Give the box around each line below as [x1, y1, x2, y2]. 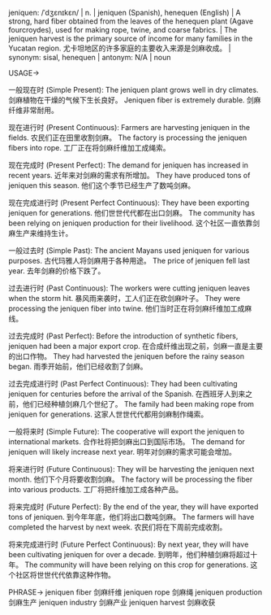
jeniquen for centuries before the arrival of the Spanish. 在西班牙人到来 [8, 389, 246, 399]
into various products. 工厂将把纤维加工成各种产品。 [8, 485, 183, 494]
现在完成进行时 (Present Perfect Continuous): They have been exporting [8, 198, 250, 207]
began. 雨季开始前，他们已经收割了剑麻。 [8, 362, 148, 371]
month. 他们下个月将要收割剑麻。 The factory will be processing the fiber [8, 474, 253, 484]
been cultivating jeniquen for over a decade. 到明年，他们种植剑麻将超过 [8, 550, 251, 559]
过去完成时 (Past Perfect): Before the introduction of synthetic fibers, [8, 331, 239, 341]
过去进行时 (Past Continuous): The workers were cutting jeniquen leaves [8, 283, 250, 293]
